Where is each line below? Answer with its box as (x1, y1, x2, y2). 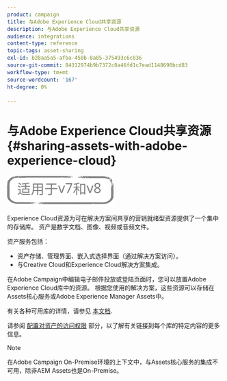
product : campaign (7, 11, 59, 18)
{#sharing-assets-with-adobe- (7, 138, 188, 154)
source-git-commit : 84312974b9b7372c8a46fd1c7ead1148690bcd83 (7, 62, 188, 69)
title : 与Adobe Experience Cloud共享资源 (7, 18, 122, 25)
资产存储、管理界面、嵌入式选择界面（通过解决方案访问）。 (16, 252, 183, 260)
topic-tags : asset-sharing (7, 47, 84, 54)
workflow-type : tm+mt (7, 69, 69, 76)
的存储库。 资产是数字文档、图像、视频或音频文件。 (7, 223, 152, 231)
